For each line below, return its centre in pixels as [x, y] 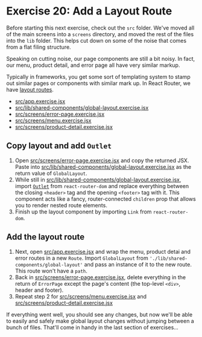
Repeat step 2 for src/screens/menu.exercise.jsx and [80, 296]
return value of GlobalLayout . [51, 173]
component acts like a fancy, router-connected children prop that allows [105, 199]
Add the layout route [46, 237]
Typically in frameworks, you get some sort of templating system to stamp [99, 77]
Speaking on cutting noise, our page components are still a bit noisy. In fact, [101, 58]
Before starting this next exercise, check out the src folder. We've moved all [100, 28]
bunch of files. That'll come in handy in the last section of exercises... [93, 327]
